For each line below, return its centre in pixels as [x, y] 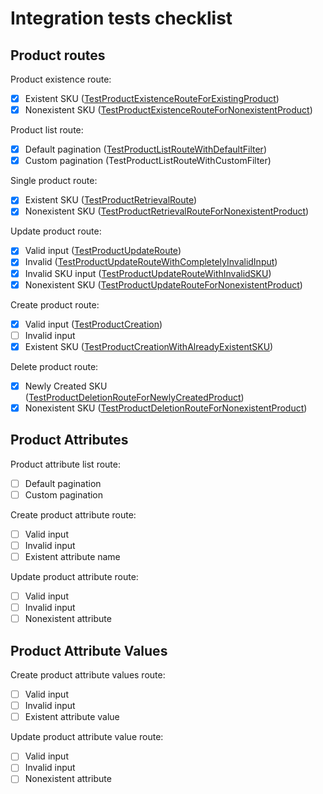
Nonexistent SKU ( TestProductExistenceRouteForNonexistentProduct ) [168, 110]
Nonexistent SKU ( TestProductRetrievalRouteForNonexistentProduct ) [167, 211]
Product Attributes [69, 440]
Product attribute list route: [65, 464]
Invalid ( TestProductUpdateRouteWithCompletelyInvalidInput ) [151, 262]
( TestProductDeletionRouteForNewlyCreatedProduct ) [134, 397]
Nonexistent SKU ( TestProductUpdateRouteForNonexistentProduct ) [163, 284]
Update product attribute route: [74, 577]
